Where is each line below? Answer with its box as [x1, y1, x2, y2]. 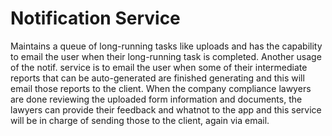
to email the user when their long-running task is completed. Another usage [10, 50, 322, 62]
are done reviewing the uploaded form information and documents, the [10, 93, 303, 105]
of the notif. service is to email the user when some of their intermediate [10, 61, 308, 73]
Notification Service [10, 7, 181, 30]
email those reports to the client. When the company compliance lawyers [10, 82, 312, 94]
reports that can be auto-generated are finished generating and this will [10, 72, 305, 84]
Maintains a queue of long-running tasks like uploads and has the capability [10, 40, 323, 52]
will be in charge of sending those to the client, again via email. [10, 114, 270, 126]
